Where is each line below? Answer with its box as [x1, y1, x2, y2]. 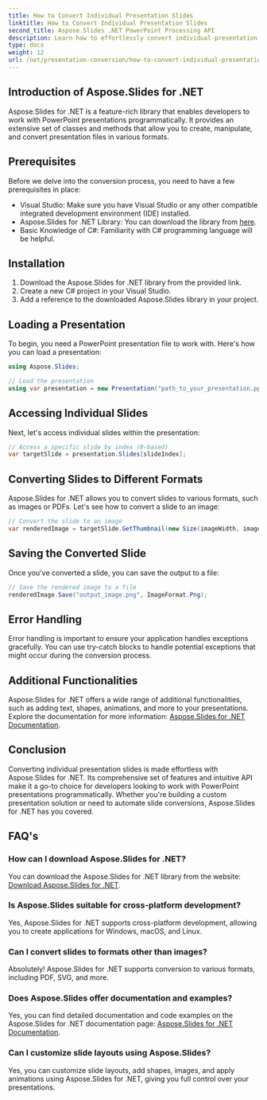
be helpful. [19, 234, 56, 243]
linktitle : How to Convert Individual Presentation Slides [8, 19, 208, 27]
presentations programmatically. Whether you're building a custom [8, 789, 227, 799]
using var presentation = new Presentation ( [8, 384, 158, 392]
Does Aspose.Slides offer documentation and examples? [8, 993, 233, 1004]
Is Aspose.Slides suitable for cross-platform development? [8, 900, 241, 911]
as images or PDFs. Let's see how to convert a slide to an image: [8, 502, 220, 511]
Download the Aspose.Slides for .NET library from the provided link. [19, 278, 242, 287]
